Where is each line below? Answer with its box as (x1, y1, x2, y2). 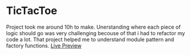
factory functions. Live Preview (6, 42, 82, 49)
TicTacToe (6, 4, 58, 18)
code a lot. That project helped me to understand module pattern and (6, 36, 174, 43)
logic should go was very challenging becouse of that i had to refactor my (6, 29, 186, 36)
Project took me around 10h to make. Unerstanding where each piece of (6, 23, 181, 30)
